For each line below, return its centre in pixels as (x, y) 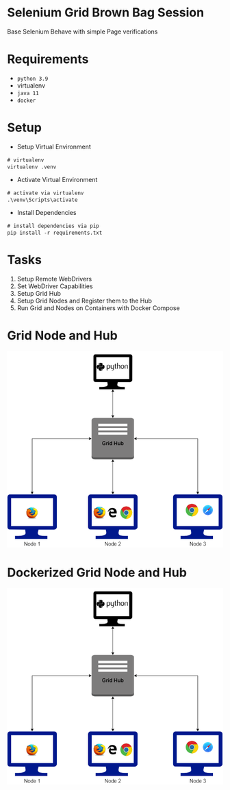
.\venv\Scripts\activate (42, 200)
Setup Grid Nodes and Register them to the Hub (85, 301)
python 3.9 (33, 79)
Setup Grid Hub (39, 293)
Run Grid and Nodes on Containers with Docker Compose (98, 308)
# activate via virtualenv (46, 193)
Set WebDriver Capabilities (55, 286)
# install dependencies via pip (53, 226)
